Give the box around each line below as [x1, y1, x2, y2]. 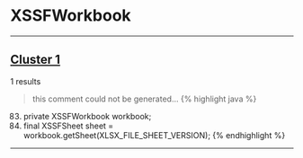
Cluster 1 [10, 52, 61, 67]
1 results [10, 75, 41, 86]
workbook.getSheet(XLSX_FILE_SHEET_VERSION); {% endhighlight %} [22, 129, 286, 140]
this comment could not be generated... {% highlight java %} [31, 93, 257, 104]
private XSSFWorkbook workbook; [22, 110, 152, 121]
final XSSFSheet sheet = [22, 120, 114, 131]
